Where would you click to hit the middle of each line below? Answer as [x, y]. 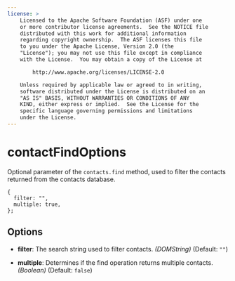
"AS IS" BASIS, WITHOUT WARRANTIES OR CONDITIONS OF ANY [105, 98]
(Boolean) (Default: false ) [55, 270]
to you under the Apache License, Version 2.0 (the [97, 46]
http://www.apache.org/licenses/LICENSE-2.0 [99, 72]
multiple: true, [37, 204]
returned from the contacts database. [61, 179]
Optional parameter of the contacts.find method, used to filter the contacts [116, 171]
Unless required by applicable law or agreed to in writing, [111, 85]
